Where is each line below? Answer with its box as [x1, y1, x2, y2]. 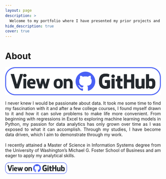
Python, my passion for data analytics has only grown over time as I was [5, 121, 161, 127]
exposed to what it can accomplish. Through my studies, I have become [5, 126, 161, 133]
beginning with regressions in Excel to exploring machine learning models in [5, 116, 161, 122]
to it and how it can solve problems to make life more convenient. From [5, 111, 161, 117]
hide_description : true [5, 24, 54, 29]
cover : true [5, 29, 30, 34]
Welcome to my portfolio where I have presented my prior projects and [9, 18, 161, 23]
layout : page [5, 8, 32, 13]
